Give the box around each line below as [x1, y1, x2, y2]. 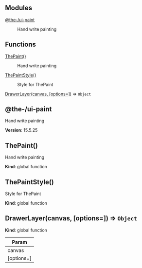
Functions [5, 40, 36, 49]
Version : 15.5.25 [5, 127, 38, 133]
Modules [5, 4, 33, 12]
